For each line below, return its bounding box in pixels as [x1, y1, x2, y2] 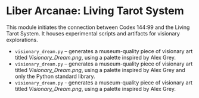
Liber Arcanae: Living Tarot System [6, 4, 185, 18]
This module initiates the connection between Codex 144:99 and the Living [6, 24, 190, 31]
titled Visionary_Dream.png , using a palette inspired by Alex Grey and [14, 66, 186, 73]
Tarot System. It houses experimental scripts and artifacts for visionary [6, 30, 181, 37]
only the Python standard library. [14, 73, 95, 80]
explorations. [6, 36, 39, 43]
